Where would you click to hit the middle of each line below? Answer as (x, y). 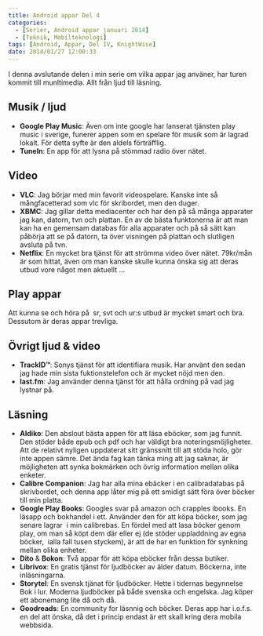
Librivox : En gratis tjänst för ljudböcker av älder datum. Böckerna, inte (133, 567)
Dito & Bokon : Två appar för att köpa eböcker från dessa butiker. (124, 558)
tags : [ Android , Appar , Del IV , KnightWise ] (82, 45)
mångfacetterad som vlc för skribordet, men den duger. (109, 203)
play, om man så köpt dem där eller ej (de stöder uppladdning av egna (133, 533)
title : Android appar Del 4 (54, 15)
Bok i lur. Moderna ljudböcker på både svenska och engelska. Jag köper (136, 592)
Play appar (35, 294)
